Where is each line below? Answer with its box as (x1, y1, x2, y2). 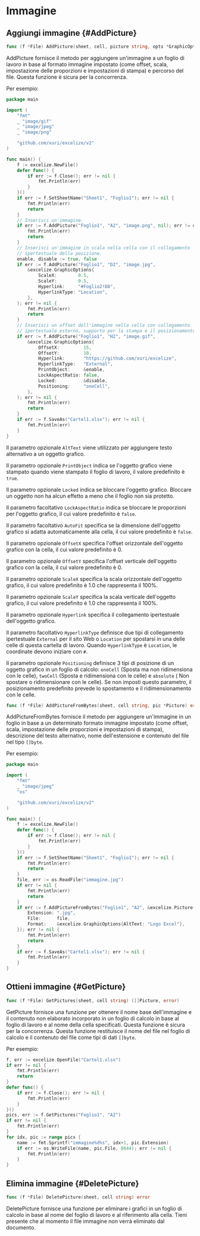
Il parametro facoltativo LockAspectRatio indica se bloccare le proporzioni (6, 504, 186, 511)
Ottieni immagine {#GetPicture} (6, 982, 126, 992)
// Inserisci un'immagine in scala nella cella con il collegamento (17, 245, 190, 251)
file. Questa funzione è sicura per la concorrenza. (6, 73, 128, 80)
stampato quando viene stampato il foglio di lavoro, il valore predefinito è (6, 468, 185, 475)
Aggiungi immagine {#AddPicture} (6, 28, 137, 38)
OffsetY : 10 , (37, 350, 92, 356)
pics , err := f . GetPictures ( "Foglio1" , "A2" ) (6, 1112, 121, 1118)
